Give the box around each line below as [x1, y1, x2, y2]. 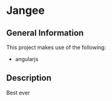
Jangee [6, 4, 45, 18]
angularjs [15, 56, 39, 62]
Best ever [6, 89, 30, 96]
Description [6, 73, 51, 83]
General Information [6, 28, 84, 38]
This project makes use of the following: [6, 44, 107, 51]
